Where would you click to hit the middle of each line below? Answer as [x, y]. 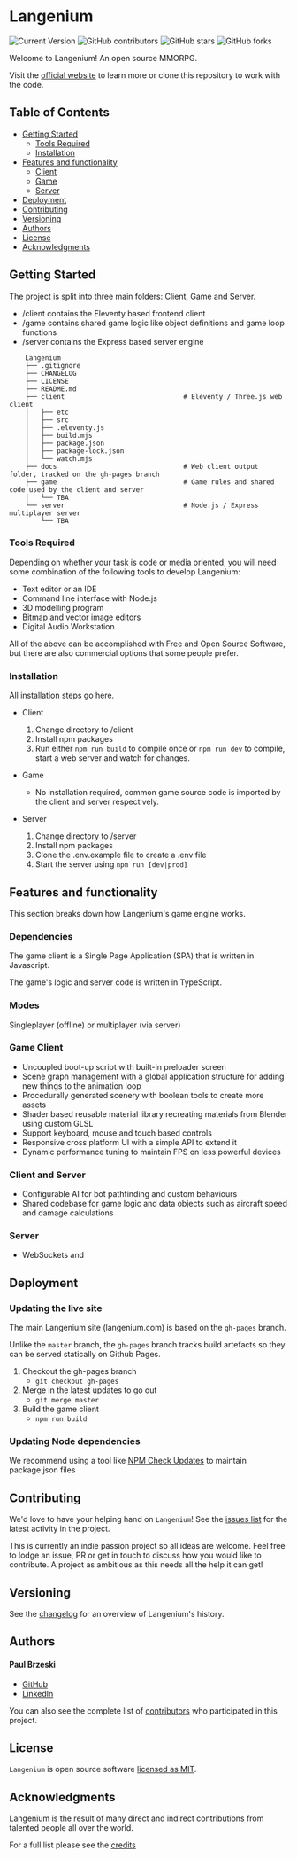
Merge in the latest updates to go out [89, 1390]
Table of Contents [60, 113]
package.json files [42, 1470]
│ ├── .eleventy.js [65, 427]
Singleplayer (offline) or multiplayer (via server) [95, 1025]
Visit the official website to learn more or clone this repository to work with [145, 75]
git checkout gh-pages [77, 1382]
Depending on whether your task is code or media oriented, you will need [143, 562]
